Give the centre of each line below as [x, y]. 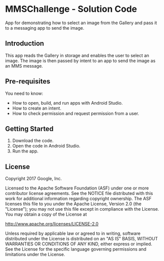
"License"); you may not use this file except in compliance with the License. [82, 209]
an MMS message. [24, 66]
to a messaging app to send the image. [45, 28]
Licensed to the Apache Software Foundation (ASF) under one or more [77, 188]
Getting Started [29, 129]
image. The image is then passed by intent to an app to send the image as [80, 61]
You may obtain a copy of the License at [46, 214]
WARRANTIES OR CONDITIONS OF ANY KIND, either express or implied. [79, 244]
